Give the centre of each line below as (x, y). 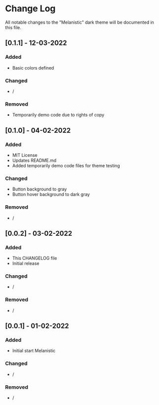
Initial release (26, 263)
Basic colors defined (33, 68)
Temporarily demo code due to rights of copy (58, 115)
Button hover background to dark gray (51, 194)
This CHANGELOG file (35, 258)
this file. (13, 27)
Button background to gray (40, 189)
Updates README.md (34, 160)
